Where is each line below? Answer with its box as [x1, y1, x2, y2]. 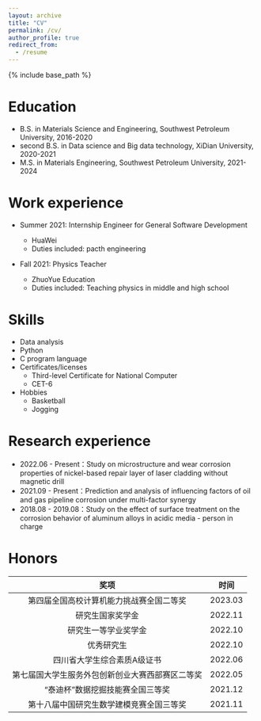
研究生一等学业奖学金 [67, 624, 148, 635]
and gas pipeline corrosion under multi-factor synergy [19, 494, 196, 504]
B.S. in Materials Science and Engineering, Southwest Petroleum [19, 124, 230, 133]
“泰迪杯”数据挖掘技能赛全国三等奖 [43, 684, 171, 695]
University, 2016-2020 [19, 132, 93, 142]
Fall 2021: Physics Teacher [19, 259, 107, 269]
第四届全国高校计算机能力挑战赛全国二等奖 [28, 595, 187, 606]
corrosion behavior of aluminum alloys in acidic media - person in [19, 513, 233, 523]
